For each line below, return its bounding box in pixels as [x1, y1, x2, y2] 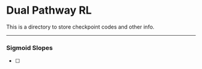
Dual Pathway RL [6, 4, 92, 17]
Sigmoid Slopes [6, 43, 53, 52]
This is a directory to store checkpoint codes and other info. [6, 23, 155, 30]
